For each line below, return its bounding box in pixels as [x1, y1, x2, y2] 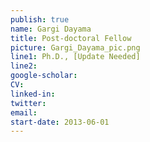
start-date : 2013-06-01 [10, 117, 110, 127]
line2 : [10, 61, 38, 71]
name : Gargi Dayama [10, 24, 92, 34]
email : [10, 107, 38, 118]
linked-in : [10, 89, 56, 99]
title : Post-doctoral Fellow [10, 33, 132, 43]
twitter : [10, 98, 47, 108]
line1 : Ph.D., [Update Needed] [10, 52, 141, 62]
